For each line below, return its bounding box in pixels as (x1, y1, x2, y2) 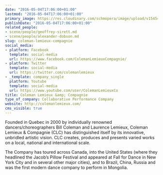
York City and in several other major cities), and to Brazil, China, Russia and (5, 159, 156, 165)
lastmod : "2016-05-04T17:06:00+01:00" (5, 12, 83, 16)
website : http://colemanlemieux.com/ (5, 102, 81, 106)
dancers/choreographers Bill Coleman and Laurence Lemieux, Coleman (5, 124, 148, 130)
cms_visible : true (5, 106, 42, 111)
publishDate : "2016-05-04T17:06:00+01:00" (5, 20, 92, 26)
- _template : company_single (5, 74, 64, 79)
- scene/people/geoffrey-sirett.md (5, 29, 77, 34)
